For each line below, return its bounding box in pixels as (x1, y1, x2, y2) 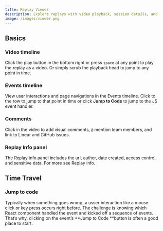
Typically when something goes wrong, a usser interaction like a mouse (5, 199, 148, 205)
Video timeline (5, 49, 40, 55)
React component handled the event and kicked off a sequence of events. (5, 210, 153, 216)
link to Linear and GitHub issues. (5, 132, 70, 137)
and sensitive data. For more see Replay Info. (5, 160, 96, 165)
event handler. (5, 103, 34, 109)
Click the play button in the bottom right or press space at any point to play (5, 60, 154, 66)
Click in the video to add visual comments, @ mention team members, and (5, 127, 152, 132)
